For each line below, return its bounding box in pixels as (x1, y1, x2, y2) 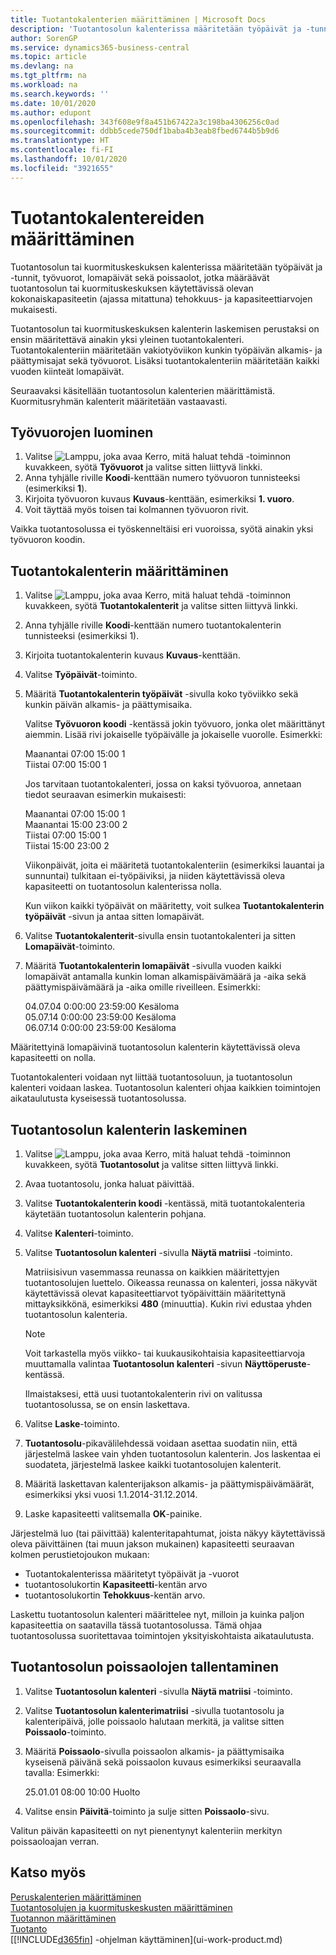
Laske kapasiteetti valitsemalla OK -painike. (24, 1508, 203, 1520)
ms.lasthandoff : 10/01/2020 (10, 154, 128, 164)
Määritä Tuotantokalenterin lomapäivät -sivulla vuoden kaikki (24, 960, 282, 972)
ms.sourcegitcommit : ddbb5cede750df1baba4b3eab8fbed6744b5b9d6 (10, 126, 280, 136)
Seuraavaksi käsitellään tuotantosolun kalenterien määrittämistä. (10, 384, 276, 396)
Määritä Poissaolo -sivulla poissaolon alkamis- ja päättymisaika (24, 1745, 285, 1757)
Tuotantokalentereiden (10, 206, 205, 229)
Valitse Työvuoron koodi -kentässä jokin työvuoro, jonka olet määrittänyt (24, 718, 326, 730)
